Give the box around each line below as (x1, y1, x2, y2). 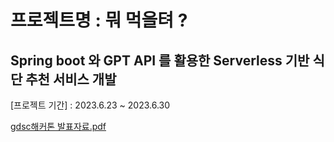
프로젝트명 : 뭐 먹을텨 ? (10, 9, 188, 32)
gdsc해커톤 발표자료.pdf (10, 121, 107, 132)
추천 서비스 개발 (25, 71, 117, 88)
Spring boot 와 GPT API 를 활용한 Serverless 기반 (10, 52, 310, 69)
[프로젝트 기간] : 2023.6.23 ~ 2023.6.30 (10, 99, 171, 111)
